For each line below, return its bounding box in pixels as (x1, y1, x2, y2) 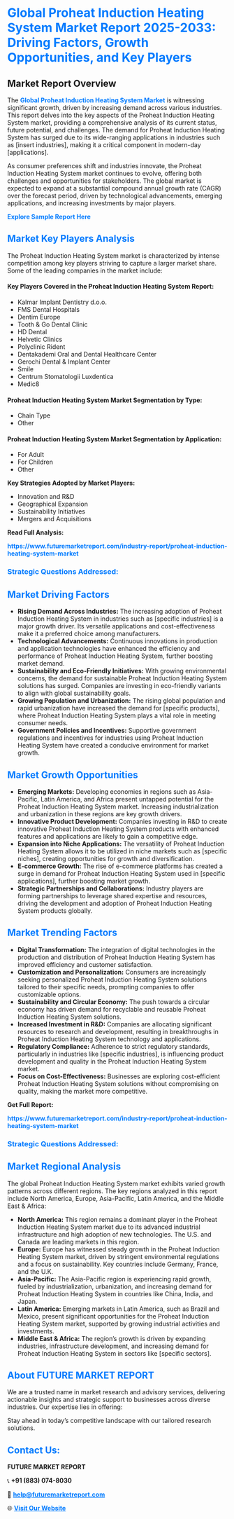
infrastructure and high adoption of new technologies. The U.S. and (17, 1230, 212, 1238)
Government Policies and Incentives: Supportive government (17, 727, 197, 735)
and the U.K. (17, 1267, 54, 1276)
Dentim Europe (17, 313, 61, 322)
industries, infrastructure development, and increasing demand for (17, 1342, 210, 1350)
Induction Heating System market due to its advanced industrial (17, 1223, 200, 1231)
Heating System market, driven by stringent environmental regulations (17, 1252, 219, 1260)
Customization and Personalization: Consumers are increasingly (17, 968, 206, 976)
